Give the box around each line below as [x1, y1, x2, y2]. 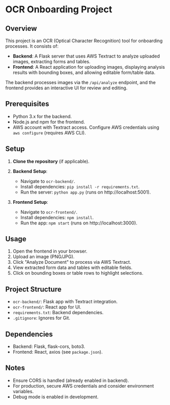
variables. [12, 388, 34, 394]
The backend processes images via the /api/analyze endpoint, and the [5, 80, 156, 85]
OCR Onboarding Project [5, 4, 112, 15]
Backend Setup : [12, 168, 48, 174]
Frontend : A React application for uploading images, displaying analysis [12, 64, 165, 70]
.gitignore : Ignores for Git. [12, 315, 70, 321]
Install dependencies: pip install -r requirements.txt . [20, 183, 140, 189]
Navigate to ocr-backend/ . [20, 178, 75, 184]
